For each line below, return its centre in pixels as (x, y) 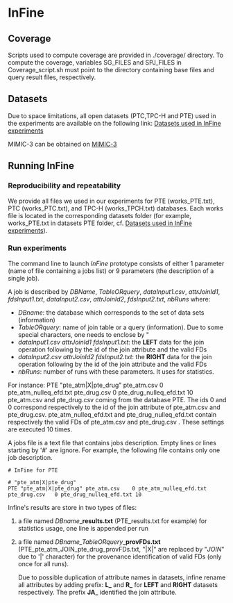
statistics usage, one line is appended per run (83, 528)
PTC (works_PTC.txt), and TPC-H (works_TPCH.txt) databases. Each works (116, 208)
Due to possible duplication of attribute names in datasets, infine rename (122, 577)
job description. (30, 457)
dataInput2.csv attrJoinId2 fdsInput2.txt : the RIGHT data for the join (115, 356)
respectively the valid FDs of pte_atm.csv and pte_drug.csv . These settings (116, 422)
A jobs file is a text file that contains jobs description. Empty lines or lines (112, 443)
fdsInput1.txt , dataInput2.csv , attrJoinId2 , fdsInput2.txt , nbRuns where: (109, 299)
